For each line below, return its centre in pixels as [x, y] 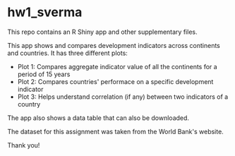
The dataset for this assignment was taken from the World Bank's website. [115, 131]
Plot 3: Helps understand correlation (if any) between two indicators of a [123, 97]
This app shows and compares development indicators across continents [114, 45]
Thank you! [24, 145]
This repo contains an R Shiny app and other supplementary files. [102, 32]
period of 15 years [44, 74]
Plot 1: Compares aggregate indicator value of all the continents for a [117, 66]
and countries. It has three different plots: [68, 53]
